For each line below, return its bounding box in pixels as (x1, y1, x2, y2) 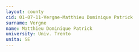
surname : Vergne (5, 20, 47, 26)
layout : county (5, 8, 44, 15)
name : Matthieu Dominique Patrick (5, 25, 93, 32)
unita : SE (5, 36, 31, 42)
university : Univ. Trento (5, 31, 71, 37)
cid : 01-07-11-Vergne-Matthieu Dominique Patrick (5, 14, 134, 20)
